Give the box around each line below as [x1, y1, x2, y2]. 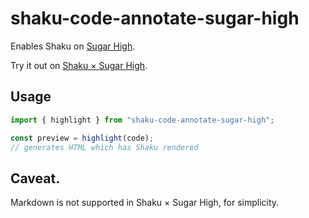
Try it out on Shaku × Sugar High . [10, 59, 148, 71]
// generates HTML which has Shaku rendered [10, 142, 199, 152]
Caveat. [10, 170, 61, 187]
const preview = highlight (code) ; [10, 133, 155, 143]
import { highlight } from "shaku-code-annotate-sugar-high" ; [10, 115, 275, 125]
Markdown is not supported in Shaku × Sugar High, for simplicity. [10, 197, 280, 209]
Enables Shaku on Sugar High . [10, 40, 136, 52]
